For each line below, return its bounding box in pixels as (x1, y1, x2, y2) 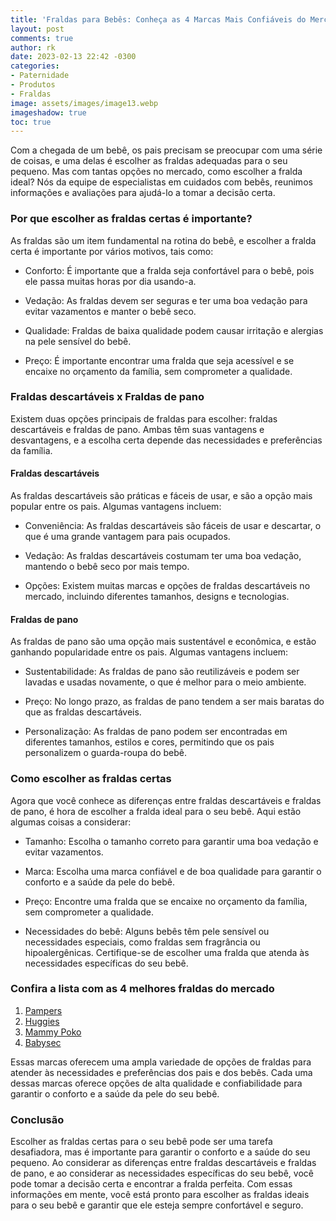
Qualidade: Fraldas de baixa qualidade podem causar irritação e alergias (24, 324, 324, 336)
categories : (10, 61, 60, 71)
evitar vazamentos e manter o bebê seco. (24, 305, 197, 317)
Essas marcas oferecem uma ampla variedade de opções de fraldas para (10, 1056, 312, 1068)
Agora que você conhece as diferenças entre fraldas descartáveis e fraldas (10, 794, 322, 806)
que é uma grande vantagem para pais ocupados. (24, 531, 231, 543)
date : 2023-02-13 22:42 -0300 (10, 52, 137, 62)
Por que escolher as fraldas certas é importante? (10, 212, 253, 226)
